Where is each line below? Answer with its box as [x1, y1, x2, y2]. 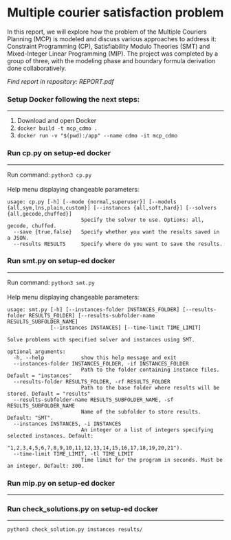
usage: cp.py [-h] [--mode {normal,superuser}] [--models [7, 198, 177, 205]
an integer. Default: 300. [7, 462, 85, 469]
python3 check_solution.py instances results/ [7, 526, 143, 533]
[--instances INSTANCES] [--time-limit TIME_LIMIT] [50, 324, 201, 331]
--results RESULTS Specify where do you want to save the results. [13, 240, 223, 247]
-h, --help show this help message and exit [13, 354, 177, 361]
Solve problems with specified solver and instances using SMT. [7, 336, 195, 343]
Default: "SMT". [7, 414, 54, 421]
